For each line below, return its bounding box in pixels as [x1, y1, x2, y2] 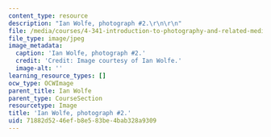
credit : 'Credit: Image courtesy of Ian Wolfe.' [15, 57, 182, 65]
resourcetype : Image [8, 102, 78, 110]
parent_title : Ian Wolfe [8, 86, 92, 95]
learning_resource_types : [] [8, 72, 106, 80]
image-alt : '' [15, 64, 63, 73]
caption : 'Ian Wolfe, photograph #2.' [15, 49, 147, 57]
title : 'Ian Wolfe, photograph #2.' [8, 110, 131, 118]
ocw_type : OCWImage [8, 79, 74, 87]
